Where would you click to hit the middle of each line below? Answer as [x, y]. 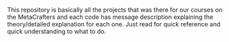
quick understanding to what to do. [57, 31]
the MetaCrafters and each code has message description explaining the [110, 17]
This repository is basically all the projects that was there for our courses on [115, 10]
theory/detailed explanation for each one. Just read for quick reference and [114, 24]
